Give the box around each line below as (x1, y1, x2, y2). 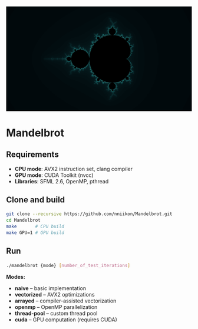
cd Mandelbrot (6, 218, 41, 223)
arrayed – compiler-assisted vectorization (14, 297, 117, 304)
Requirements (6, 150, 59, 160)
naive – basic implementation (14, 284, 87, 292)
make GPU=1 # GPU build (6, 229, 65, 236)
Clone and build (6, 195, 65, 205)
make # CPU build (6, 223, 65, 230)
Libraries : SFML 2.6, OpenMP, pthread (14, 177, 109, 185)
